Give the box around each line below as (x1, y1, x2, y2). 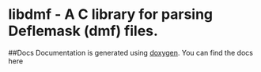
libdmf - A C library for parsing (8, 5, 214, 23)
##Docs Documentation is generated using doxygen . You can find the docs (8, 48, 253, 57)
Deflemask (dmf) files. (8, 22, 158, 40)
